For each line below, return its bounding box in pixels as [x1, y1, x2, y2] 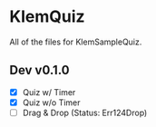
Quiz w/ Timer [22, 86, 76, 97]
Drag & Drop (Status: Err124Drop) [22, 107, 148, 118]
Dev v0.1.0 [9, 63, 70, 78]
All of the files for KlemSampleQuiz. [9, 36, 142, 47]
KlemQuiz [9, 6, 85, 27]
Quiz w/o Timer [22, 97, 81, 108]
